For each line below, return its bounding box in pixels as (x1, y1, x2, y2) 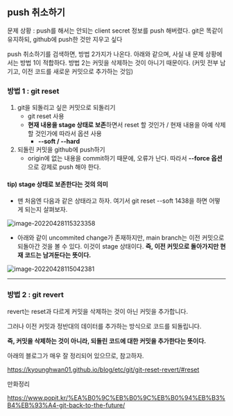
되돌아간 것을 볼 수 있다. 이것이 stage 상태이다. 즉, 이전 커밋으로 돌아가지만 (17, 242, 219, 251)
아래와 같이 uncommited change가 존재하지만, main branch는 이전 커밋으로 (17, 233, 225, 242)
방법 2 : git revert (7, 290, 64, 300)
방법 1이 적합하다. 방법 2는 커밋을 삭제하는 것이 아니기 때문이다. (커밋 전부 (19, 58, 218, 67)
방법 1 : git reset (7, 86, 60, 96)
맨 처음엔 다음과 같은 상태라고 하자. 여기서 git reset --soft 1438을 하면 (17, 197, 208, 205)
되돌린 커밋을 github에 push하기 (17, 145, 105, 154)
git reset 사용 (27, 112, 64, 120)
